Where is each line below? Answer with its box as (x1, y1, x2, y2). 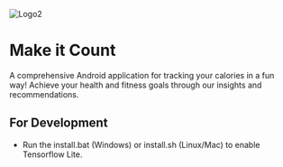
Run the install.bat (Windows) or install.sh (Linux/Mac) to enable (22, 139, 260, 150)
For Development (9, 116, 108, 131)
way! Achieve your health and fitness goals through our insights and (9, 79, 262, 90)
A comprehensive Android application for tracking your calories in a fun (9, 70, 275, 80)
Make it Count (9, 41, 116, 60)
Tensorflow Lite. (22, 149, 83, 160)
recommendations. (9, 88, 79, 99)
